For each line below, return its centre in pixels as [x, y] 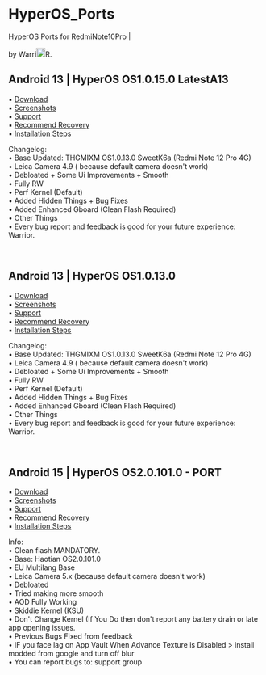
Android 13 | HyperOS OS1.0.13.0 [92, 276]
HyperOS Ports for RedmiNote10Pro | [70, 36]
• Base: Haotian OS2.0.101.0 [54, 559]
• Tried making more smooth [56, 593]
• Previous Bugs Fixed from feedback [71, 636]
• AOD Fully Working [43, 602]
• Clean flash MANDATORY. [54, 551]
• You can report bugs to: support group [75, 662]
